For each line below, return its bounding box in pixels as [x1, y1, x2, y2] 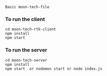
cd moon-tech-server [5, 57, 48, 63]
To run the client [5, 16, 45, 22]
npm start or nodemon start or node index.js [5, 66, 103, 71]
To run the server [5, 47, 48, 54]
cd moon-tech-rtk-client [5, 27, 56, 32]
